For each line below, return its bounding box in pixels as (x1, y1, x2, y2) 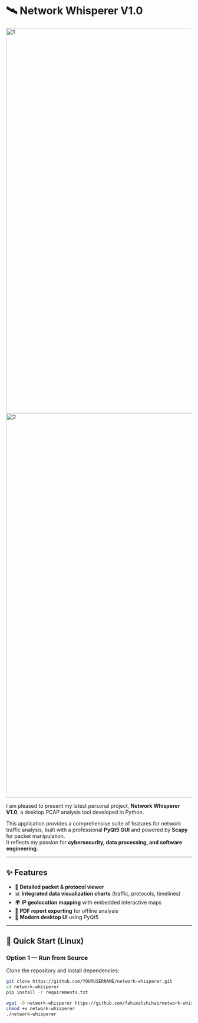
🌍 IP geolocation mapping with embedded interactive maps (14, 899, 162, 906)
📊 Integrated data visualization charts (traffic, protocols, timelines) (14, 890, 181, 897)
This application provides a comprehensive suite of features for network (6, 820, 181, 827)
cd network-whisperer (6, 984, 60, 990)
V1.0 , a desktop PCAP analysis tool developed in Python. (6, 808, 144, 815)
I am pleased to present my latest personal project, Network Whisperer (6, 802, 180, 809)
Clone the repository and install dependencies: (6, 967, 120, 974)
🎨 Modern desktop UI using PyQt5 (14, 913, 99, 920)
